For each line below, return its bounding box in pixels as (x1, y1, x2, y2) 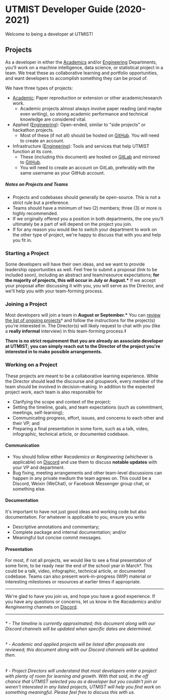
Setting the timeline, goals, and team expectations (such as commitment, (12, 404, 164, 410)
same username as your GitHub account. (20, 170, 105, 176)
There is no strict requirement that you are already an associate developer (5, 338, 163, 344)
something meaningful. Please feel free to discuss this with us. (5, 689, 135, 695)
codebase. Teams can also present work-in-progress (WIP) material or (5, 573, 152, 579)
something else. (12, 486, 46, 492)
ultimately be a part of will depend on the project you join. (12, 221, 132, 227)
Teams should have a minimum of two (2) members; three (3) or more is (12, 205, 162, 211)
